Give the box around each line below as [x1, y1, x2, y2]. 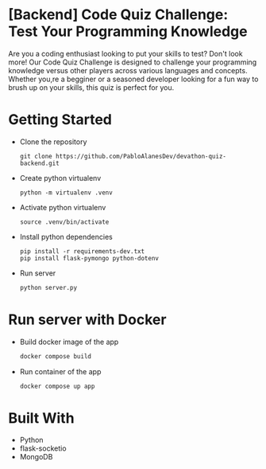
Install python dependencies [19, 232, 113, 241]
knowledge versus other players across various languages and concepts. [8, 65, 248, 75]
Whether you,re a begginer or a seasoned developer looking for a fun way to [8, 74, 259, 84]
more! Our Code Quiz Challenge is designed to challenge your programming [8, 57, 257, 67]
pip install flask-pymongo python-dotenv [19, 254, 159, 262]
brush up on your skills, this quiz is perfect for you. [8, 82, 175, 92]
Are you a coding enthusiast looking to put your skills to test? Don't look [8, 49, 244, 58]
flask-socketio [19, 444, 67, 453]
